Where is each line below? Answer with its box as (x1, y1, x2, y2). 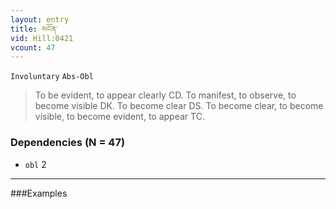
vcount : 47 (10, 42, 56, 53)
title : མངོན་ (10, 24, 58, 34)
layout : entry (10, 14, 70, 25)
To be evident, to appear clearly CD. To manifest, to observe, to (34, 89, 297, 101)
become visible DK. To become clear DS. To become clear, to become (34, 100, 324, 112)
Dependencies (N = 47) (10, 136, 126, 150)
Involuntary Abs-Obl (10, 72, 94, 82)
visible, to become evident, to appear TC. (34, 111, 205, 123)
